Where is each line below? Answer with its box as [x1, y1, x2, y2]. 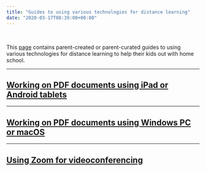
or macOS [6, 127, 45, 137]
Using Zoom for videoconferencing [6, 154, 143, 165]
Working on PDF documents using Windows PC [6, 117, 191, 127]
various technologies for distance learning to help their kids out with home [6, 50, 194, 57]
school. [6, 56, 25, 64]
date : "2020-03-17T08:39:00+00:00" [6, 15, 97, 21]
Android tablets [6, 89, 67, 100]
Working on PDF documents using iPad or [6, 80, 169, 90]
